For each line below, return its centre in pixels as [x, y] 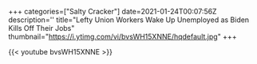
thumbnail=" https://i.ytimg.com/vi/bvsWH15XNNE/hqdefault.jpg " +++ [123, 36]
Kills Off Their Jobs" [42, 28]
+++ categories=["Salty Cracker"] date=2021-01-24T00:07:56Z [113, 11]
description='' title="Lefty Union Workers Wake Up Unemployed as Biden [129, 20]
